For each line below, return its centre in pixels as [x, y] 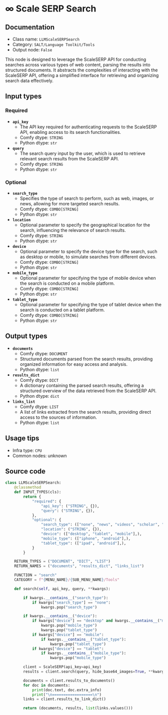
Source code [25, 471]
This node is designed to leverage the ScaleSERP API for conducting [76, 59]
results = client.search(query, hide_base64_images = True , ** [88, 672]
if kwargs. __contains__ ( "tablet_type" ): [83, 639]
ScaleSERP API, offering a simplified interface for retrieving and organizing [82, 75]
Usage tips [22, 438]
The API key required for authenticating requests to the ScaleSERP [88, 127]
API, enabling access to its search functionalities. [70, 132]
